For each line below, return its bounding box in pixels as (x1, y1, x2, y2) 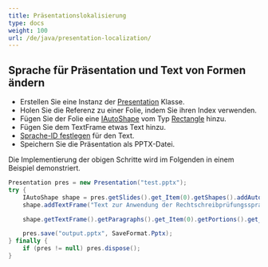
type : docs (8, 19, 45, 27)
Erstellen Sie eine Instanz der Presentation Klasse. (19, 97, 185, 107)
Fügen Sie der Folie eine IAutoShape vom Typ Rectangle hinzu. (19, 114, 227, 124)
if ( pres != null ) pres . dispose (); (22, 245, 141, 253)
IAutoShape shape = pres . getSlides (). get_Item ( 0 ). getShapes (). (22, 193, 238, 202)
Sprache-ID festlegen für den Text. (19, 131, 135, 140)
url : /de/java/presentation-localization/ (8, 33, 152, 42)
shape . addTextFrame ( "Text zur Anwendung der (22, 201, 173, 209)
